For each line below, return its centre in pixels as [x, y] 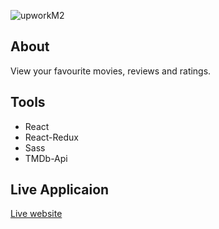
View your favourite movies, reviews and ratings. [111, 71]
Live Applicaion [60, 190]
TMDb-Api [46, 158]
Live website [36, 214]
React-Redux [51, 137]
